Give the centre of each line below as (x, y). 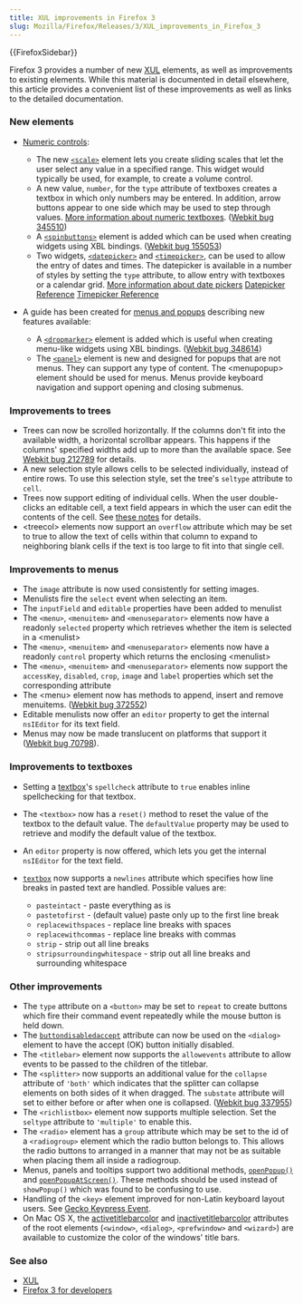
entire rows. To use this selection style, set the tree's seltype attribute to (157, 479)
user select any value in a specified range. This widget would (150, 169)
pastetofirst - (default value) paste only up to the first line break (157, 915)
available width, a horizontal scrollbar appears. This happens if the (147, 440)
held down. (43, 1025)
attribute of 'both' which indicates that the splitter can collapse (141, 1083)
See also (28, 1260)
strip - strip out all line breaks (92, 943)
